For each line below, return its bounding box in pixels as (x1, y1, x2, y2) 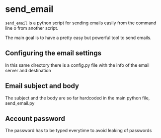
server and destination (5, 67, 51, 73)
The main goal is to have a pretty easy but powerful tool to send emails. (5, 35, 152, 41)
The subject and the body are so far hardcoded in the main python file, (5, 95, 150, 101)
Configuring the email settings (5, 49, 102, 57)
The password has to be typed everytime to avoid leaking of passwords (5, 128, 152, 134)
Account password (5, 114, 66, 123)
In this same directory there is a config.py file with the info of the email (5, 62, 150, 68)
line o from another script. (5, 25, 59, 31)
